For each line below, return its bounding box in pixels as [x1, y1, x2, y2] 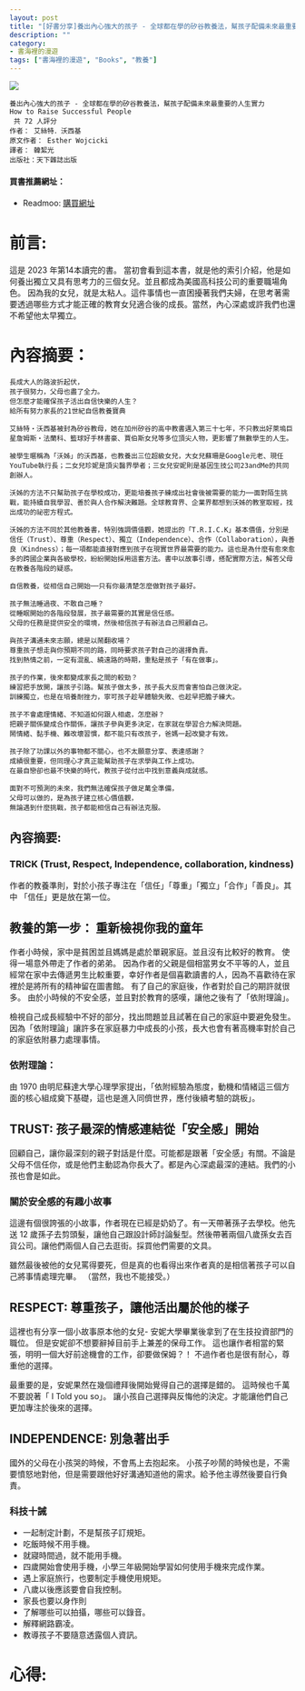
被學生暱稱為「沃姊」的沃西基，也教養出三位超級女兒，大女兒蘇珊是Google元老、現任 [9, 452, 284, 461]
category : [9, 38, 47, 48]
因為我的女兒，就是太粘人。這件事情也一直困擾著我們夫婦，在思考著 [26, 287, 282, 298]
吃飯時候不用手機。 [22, 1538, 95, 1549]
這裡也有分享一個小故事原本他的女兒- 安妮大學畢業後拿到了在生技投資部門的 [9, 1326, 294, 1336]
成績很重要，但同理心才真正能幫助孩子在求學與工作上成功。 [9, 756, 199, 766]
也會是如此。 [16, 1170, 65, 1181]
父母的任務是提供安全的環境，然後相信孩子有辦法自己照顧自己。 [9, 619, 212, 628]
